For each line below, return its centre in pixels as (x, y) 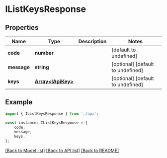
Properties (22, 28)
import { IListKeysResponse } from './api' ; (52, 114)
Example (19, 102)
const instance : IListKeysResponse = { (46, 123)
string (42, 67)
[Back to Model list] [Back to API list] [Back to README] (62, 151)
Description (92, 41)
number (44, 53)
